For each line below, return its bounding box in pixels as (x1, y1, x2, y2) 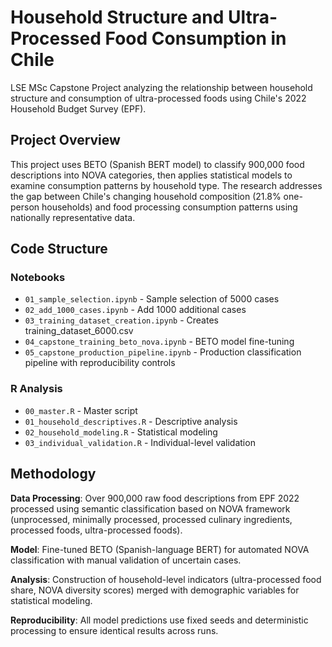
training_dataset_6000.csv (24, 325, 134, 337)
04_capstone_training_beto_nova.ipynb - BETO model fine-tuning (24, 336, 295, 348)
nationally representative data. (10, 211, 136, 223)
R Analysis (10, 382, 63, 396)
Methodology (10, 466, 97, 483)
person (10, 201, 40, 213)
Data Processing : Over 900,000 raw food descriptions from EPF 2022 (10, 492, 300, 504)
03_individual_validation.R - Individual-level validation (24, 436, 256, 448)
